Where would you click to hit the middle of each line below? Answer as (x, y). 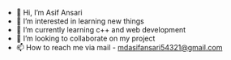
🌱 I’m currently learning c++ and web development (101, 30)
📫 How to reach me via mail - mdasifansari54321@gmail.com (119, 47)
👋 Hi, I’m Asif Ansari (49, 13)
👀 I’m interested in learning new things (80, 21)
